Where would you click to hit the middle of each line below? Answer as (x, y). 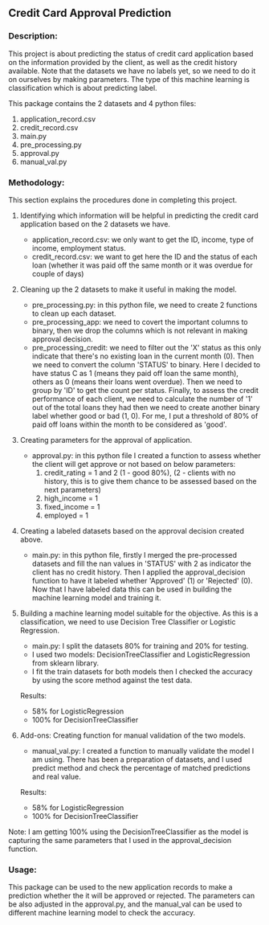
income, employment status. (79, 248)
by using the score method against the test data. (112, 680)
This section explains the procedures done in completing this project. (123, 199)
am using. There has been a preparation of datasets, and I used (137, 759)
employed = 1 (66, 515)
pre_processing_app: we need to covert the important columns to (140, 321)
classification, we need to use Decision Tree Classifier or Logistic (128, 621)
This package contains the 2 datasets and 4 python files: (102, 103)
